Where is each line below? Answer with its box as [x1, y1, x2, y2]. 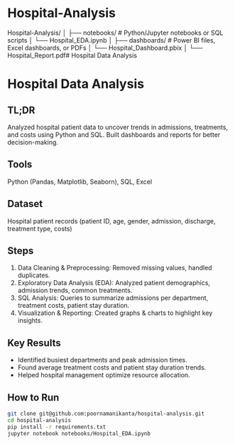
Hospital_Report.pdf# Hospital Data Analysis [7, 51, 137, 60]
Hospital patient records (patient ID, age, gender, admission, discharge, [7, 216, 216, 225]
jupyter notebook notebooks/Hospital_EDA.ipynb [7, 430, 151, 437]
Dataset [7, 198, 43, 210]
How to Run [7, 392, 60, 404]
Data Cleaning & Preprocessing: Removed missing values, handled [17, 264, 212, 272]
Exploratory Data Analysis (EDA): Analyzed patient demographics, [17, 279, 211, 287]
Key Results [7, 337, 62, 349]
